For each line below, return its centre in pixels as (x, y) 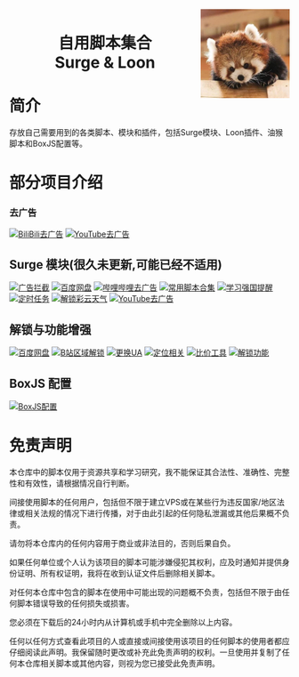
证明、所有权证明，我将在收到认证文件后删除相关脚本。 (118, 573)
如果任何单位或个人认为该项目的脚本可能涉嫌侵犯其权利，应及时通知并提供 (145, 562)
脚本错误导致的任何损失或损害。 (75, 603)
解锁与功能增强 (50, 330)
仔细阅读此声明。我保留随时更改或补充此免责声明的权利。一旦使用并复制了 (145, 652)
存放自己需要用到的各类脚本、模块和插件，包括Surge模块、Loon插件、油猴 (146, 133)
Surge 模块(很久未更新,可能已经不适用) (116, 265)
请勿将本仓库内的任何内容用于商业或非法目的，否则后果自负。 (122, 543)
